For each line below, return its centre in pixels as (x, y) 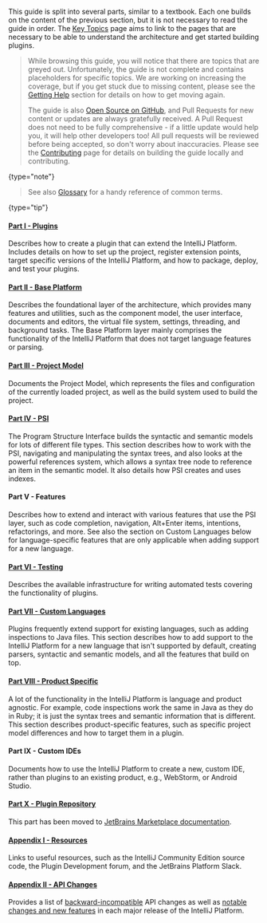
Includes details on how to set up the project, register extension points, (125, 252)
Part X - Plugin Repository (52, 804)
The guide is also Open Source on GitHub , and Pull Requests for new (141, 110)
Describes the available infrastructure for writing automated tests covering (130, 585)
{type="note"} (31, 176)
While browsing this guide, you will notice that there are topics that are (143, 61)
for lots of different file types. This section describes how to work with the (130, 444)
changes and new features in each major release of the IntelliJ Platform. (126, 911)
